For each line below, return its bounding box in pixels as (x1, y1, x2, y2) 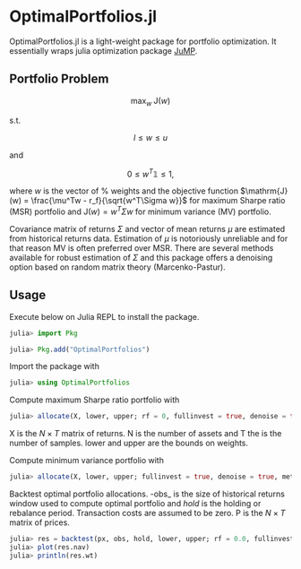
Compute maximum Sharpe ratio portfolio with (9, 394, 180, 405)
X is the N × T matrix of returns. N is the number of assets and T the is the (9, 428, 282, 439)
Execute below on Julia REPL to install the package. (9, 311, 200, 322)
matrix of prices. (9, 517, 70, 528)
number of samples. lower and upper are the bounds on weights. (9, 437, 249, 449)
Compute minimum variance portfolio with (9, 455, 164, 466)
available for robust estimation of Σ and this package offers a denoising (9, 252, 273, 263)
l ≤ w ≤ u (133, 132, 168, 142)
